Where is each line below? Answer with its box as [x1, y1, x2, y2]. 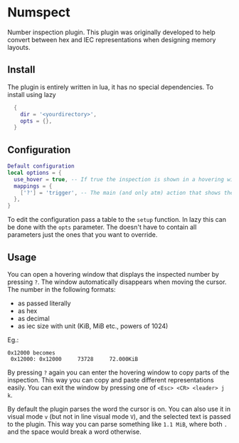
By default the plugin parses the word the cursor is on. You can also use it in [7, 404, 231, 413]
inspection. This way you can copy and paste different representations [7, 376, 215, 384]
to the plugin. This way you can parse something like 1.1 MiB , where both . [7, 420, 228, 428]
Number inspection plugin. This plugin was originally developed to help [7, 28, 216, 36]
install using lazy [7, 90, 56, 98]
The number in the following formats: [7, 285, 116, 293]
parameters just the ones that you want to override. [7, 230, 158, 239]
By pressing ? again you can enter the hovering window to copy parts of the [7, 368, 230, 377]
